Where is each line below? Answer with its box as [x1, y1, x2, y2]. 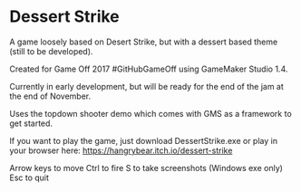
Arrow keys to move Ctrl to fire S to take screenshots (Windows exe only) [9, 162, 284, 173]
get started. [9, 118, 53, 129]
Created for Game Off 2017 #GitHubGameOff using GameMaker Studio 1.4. [9, 63, 288, 74]
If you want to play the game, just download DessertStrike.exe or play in [9, 135, 278, 146]
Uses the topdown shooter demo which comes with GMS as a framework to [9, 108, 292, 119]
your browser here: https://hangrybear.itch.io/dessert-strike [9, 145, 233, 156]
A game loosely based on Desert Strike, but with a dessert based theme [9, 36, 278, 47]
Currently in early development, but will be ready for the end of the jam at [9, 81, 284, 91]
